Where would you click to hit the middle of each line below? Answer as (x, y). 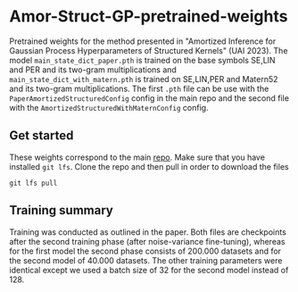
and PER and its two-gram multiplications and (93, 70)
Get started (41, 136)
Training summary (61, 210)
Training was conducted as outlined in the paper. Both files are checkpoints (148, 232)
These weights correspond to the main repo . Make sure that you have (137, 157)
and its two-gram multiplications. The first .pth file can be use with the (139, 88)
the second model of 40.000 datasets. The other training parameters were (146, 260)
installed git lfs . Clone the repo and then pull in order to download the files (149, 166)
